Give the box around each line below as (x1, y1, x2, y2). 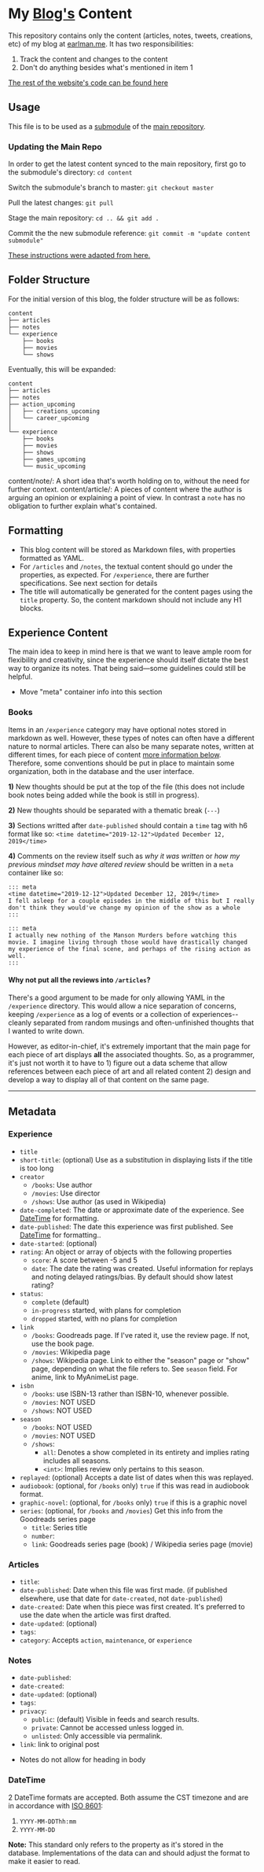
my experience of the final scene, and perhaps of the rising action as (8, 945, 251, 953)
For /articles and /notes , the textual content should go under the (19, 562, 233, 571)
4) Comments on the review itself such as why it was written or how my (8, 851, 240, 860)
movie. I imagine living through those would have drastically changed (8, 938, 247, 946)
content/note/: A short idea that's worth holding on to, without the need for (8, 476, 250, 485)
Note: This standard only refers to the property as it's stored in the (8, 1840, 224, 1849)
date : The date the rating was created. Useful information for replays (31, 1263, 254, 1273)
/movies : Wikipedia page (31, 1347, 111, 1357)
